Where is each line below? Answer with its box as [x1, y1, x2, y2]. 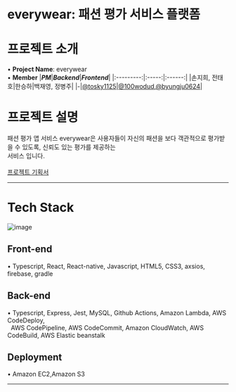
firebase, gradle [7, 269, 53, 278]
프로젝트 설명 [7, 110, 79, 125]
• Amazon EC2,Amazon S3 [7, 370, 86, 379]
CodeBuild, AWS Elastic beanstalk [7, 331, 105, 339]
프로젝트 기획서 [7, 168, 49, 177]
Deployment [7, 351, 63, 363]
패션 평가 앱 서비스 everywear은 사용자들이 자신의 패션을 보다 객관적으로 [7, 134, 206, 143]
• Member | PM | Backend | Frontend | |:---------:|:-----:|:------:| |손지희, [7, 73, 211, 82]
